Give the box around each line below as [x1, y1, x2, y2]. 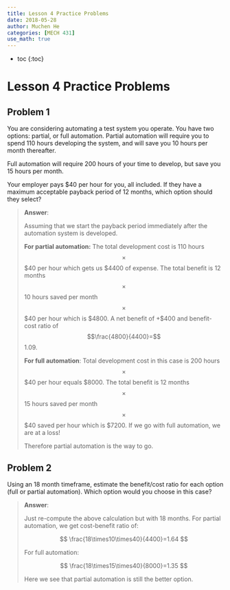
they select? [7, 195, 42, 203]
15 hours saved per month [23, 400, 98, 408]
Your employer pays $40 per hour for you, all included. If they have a [7, 181, 202, 189]
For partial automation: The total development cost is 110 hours [23, 243, 205, 251]
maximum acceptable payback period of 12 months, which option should [7, 187, 213, 196]
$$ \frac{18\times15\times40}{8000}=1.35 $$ [60, 561, 188, 569]
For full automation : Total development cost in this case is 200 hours [23, 356, 220, 365]
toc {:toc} [16, 54, 45, 63]
